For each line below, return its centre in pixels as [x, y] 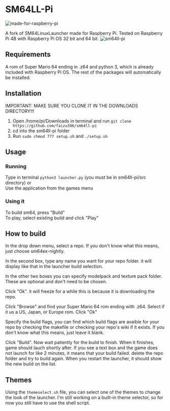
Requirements [28, 54]
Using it [15, 201]
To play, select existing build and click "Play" [52, 218]
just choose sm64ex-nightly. [35, 251]
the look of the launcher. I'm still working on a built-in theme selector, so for [84, 398]
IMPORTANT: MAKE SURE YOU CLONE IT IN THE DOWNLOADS [72, 105]
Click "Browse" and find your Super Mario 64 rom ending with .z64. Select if [85, 307]
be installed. [18, 78]
